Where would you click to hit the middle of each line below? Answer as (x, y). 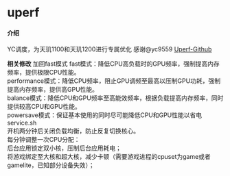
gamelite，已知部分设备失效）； (51, 165)
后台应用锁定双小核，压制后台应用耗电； (64, 148)
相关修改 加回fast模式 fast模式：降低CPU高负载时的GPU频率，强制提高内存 (113, 64)
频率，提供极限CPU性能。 (44, 73)
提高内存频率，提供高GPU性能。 (53, 90)
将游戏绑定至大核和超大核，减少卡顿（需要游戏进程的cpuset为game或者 (109, 157)
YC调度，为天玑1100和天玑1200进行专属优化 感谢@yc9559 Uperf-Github (110, 49)
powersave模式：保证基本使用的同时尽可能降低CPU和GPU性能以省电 (105, 115)
